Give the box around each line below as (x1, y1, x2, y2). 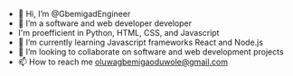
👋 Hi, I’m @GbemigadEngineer (17, 9, 131, 19)
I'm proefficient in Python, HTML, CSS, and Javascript (17, 28, 220, 38)
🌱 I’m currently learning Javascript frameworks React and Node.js (17, 37, 264, 47)
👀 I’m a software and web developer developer (17, 18, 193, 29)
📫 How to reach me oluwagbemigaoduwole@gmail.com (17, 56, 229, 67)
